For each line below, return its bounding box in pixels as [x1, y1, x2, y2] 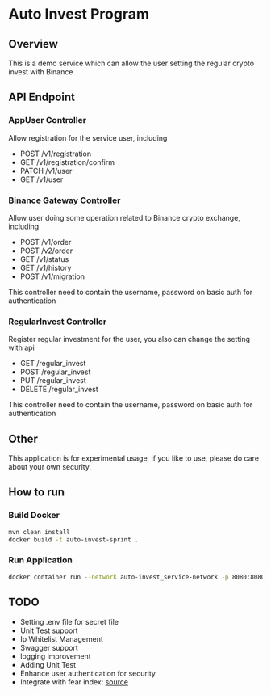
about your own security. [8, 462, 91, 472]
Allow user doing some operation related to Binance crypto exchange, [8, 213, 240, 222]
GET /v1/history [19, 263, 72, 272]
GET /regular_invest [19, 359, 86, 369]
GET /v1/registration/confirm [19, 157, 115, 166]
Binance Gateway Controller [8, 195, 121, 206]
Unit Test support [19, 625, 78, 635]
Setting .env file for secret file [19, 617, 119, 626]
